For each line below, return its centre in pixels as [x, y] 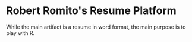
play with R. [21, 33]
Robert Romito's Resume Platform [91, 11]
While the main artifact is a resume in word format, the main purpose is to [96, 27]
